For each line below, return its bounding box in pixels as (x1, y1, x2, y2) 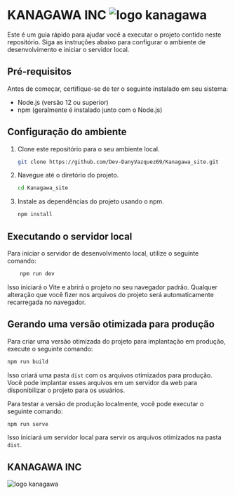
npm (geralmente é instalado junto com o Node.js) (17, 106, 163, 114)
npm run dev (20, 270, 55, 277)
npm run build (7, 358, 49, 365)
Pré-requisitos (7, 65, 72, 77)
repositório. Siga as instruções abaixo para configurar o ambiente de (7, 37, 206, 46)
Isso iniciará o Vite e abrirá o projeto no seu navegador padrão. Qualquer (7, 282, 218, 292)
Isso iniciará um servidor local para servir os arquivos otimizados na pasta (7, 433, 222, 441)
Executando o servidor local (7, 230, 133, 242)
